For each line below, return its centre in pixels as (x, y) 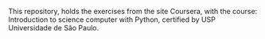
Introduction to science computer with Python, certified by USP (112, 19)
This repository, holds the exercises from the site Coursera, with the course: (133, 11)
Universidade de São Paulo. (54, 28)
